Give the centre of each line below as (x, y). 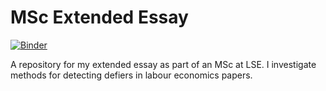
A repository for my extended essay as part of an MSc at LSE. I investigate (163, 64)
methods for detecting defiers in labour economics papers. (131, 75)
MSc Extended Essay (99, 17)
